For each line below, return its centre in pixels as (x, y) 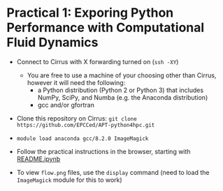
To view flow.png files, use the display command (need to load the (113, 172)
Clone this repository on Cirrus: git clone (77, 118)
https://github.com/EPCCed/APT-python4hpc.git (86, 125)
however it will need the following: (76, 82)
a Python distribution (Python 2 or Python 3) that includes (121, 90)
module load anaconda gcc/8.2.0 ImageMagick (82, 138)
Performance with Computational (106, 28)
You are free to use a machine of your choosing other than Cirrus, (122, 75)
